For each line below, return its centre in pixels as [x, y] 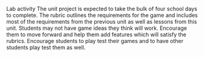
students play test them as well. [46, 47]
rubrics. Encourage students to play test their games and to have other [95, 41]
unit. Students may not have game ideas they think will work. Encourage [97, 28]
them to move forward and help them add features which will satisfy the [97, 35]
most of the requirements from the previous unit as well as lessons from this [102, 22]
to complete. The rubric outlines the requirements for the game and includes [102, 15]
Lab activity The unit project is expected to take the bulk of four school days [102, 9]
